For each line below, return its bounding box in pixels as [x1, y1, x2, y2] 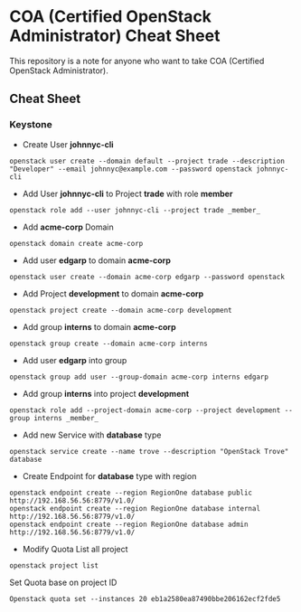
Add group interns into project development [22, 388, 190, 399]
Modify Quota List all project [22, 543, 128, 554]
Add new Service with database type [22, 429, 162, 440]
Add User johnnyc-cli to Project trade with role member [22, 188, 233, 199]
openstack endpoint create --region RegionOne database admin [9, 520, 249, 529]
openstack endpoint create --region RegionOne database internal [9, 504, 260, 513]
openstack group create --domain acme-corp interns [9, 339, 208, 348]
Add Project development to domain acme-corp [22, 287, 204, 299]
